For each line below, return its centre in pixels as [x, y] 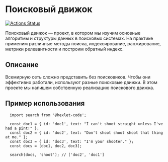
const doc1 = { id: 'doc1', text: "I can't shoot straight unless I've [87, 124]
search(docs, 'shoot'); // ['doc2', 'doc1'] [57, 154]
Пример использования [45, 103]
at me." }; [17, 137]
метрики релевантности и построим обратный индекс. [65, 49]
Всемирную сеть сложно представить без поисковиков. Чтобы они [78, 77]
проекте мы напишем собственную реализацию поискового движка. [80, 88]
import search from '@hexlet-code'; [48, 115]
